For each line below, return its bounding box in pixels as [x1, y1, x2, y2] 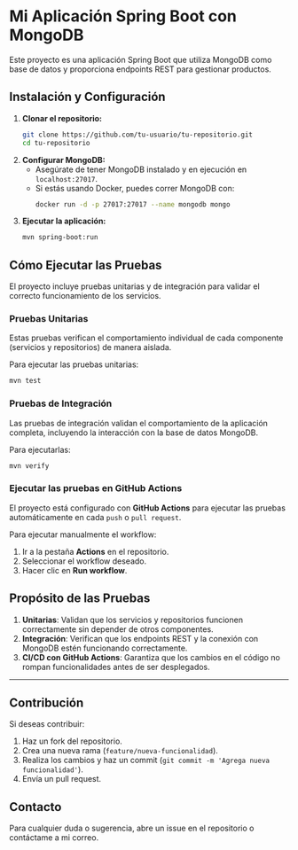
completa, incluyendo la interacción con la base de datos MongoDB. [9, 427, 259, 438]
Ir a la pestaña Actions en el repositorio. [21, 546, 169, 557]
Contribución [9, 695, 84, 710]
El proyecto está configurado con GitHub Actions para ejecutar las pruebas [9, 503, 286, 513]
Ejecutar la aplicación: [21, 215, 106, 227]
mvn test [9, 377, 42, 386]
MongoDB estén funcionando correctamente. [21, 643, 188, 653]
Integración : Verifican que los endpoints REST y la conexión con [21, 633, 259, 643]
